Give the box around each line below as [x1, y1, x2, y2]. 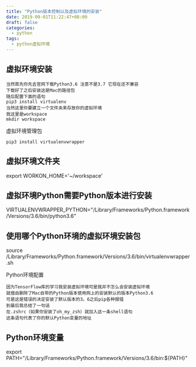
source [6, 247, 23, 254]
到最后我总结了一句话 [6, 303, 50, 309]
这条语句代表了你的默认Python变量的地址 [6, 315, 92, 321]
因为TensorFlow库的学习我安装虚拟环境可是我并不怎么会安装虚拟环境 [6, 284, 150, 290]
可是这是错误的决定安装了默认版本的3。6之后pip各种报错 [6, 296, 124, 303]
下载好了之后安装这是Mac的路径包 [6, 87, 75, 94]
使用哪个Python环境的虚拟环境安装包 [6, 231, 141, 241]
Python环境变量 [6, 333, 64, 342]
